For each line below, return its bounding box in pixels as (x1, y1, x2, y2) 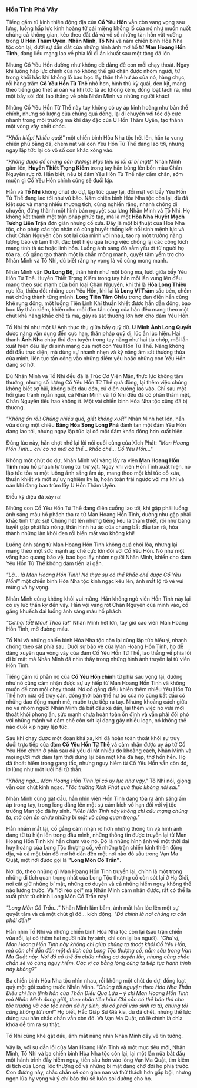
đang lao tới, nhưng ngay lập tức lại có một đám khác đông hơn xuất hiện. (6, 428, 184, 435)
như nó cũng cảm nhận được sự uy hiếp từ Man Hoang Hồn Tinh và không (6, 679, 186, 686)
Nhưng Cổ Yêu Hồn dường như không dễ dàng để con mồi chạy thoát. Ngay (6, 61, 190, 68)
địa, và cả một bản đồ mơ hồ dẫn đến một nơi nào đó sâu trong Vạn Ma (6, 850, 178, 857)
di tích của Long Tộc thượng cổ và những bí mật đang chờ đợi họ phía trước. (6, 1063, 190, 1070)
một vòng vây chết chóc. (6, 123, 66, 130)
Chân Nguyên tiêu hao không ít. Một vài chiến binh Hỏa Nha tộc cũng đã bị (6, 397, 188, 405)
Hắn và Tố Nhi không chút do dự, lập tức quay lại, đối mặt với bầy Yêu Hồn (6, 188, 186, 195)
